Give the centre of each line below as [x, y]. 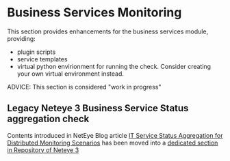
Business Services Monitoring [94, 13]
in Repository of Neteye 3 [43, 150]
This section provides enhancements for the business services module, [108, 31]
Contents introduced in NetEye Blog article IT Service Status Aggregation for [115, 135]
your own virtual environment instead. [71, 74]
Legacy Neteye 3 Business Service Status [98, 108]
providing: [21, 38]
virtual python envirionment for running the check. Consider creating [114, 66]
